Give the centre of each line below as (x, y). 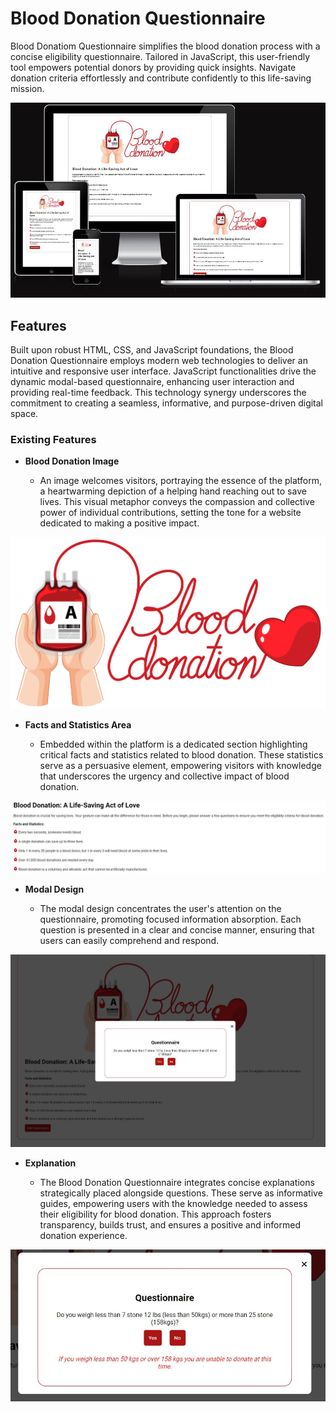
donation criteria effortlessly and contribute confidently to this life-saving (161, 78)
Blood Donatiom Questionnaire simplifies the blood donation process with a (165, 46)
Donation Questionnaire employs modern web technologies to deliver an (159, 361)
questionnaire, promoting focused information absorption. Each (170, 919)
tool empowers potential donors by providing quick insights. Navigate (153, 67)
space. (24, 414)
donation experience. (83, 1236)
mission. (27, 88)
